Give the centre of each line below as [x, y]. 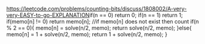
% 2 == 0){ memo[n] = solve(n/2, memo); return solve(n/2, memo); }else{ [99, 28]
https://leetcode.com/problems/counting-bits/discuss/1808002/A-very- [97, 9]
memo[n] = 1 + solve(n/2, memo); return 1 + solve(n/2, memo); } [87, 34]
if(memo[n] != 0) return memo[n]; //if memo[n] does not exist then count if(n [102, 21]
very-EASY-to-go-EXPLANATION [48, 15]
